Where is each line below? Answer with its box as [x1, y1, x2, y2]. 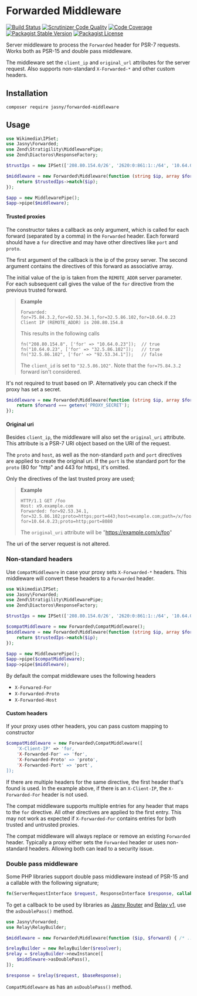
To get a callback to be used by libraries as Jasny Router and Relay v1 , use [6, 901, 186, 908]
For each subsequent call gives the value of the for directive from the [6, 280, 175, 287]
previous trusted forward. [6, 287, 67, 294]
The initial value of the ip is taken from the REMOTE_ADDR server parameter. [6, 274, 183, 281]
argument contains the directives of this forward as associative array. [6, 262, 174, 269]
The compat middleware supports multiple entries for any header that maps [6, 802, 189, 810]
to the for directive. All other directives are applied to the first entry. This [6, 808, 182, 815]
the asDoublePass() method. [6, 907, 74, 914]
